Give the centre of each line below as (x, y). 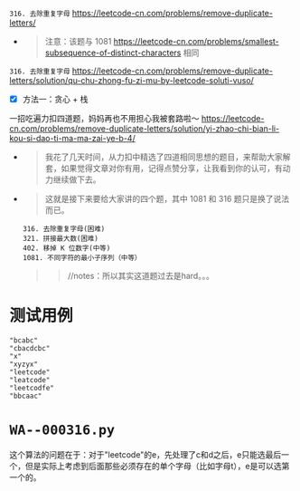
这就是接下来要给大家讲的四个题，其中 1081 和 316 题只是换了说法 (167, 199)
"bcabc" (24, 341)
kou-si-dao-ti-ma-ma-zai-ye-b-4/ (72, 139)
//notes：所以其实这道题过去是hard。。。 (141, 276)
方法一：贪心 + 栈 (55, 99)
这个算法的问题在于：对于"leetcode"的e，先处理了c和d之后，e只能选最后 (145, 454)
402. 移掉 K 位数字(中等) (66, 248)
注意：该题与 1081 (78, 41)
